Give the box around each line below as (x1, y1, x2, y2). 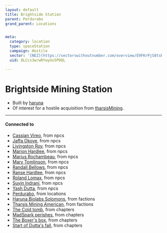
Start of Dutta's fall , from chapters (12, 222, 83, 228)
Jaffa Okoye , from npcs (12, 137, 61, 143)
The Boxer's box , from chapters (12, 217, 78, 223)
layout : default (5, 7, 39, 12)
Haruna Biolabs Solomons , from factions (12, 196, 95, 202)
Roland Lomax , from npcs (12, 175, 66, 181)
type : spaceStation (9, 44, 50, 49)
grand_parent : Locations (5, 21, 57, 26)
